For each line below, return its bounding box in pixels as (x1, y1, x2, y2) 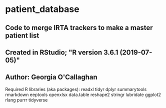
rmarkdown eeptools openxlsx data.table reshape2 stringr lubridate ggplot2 (5, 91, 161, 97)
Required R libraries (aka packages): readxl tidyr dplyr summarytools (5, 86, 147, 92)
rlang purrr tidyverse (5, 96, 48, 103)
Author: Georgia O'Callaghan (5, 73, 97, 81)
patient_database (5, 3, 79, 15)
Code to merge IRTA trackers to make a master (5, 23, 153, 32)
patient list (5, 31, 39, 39)
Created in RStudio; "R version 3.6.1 (5, 48, 118, 56)
